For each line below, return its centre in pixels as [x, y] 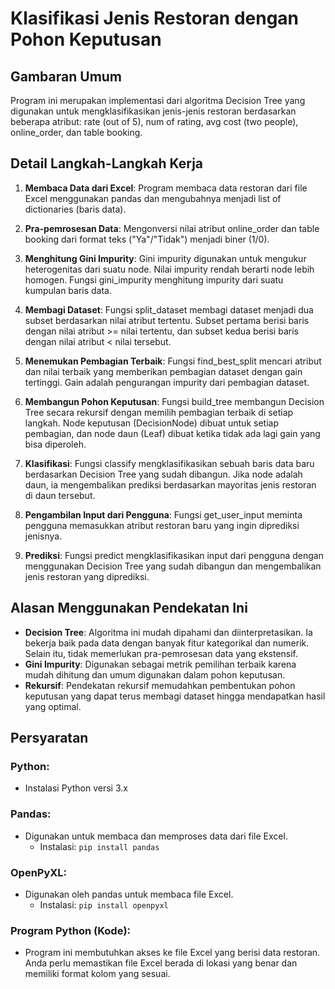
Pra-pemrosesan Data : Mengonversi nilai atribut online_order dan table [172, 228]
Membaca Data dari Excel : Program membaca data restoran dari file [166, 188]
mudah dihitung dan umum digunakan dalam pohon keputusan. [155, 674]
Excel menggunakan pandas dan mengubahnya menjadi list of [153, 198]
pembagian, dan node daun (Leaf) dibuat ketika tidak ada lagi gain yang [172, 433]
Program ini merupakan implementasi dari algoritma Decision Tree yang [158, 100]
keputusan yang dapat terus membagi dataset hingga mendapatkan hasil [175, 696]
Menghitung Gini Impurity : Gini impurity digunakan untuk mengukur [165, 258]
